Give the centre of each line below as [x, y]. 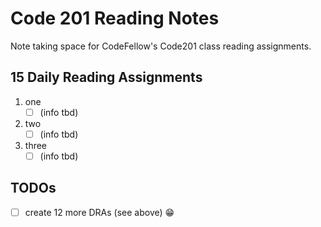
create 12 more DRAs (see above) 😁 [99, 212]
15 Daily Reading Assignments [106, 77]
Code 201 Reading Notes [115, 18]
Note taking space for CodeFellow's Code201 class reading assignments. [161, 46]
